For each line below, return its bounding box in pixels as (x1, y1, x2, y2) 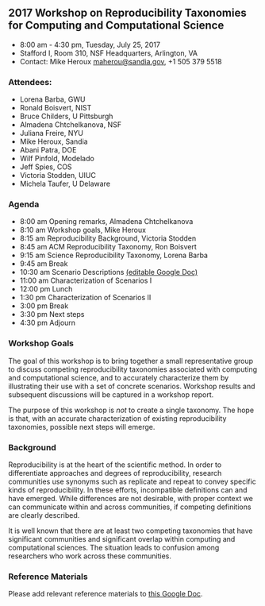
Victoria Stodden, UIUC (19, 171, 97, 180)
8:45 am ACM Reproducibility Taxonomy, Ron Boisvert (19, 242, 197, 252)
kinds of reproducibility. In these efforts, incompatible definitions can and (8, 485, 248, 495)
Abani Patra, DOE (19, 145, 77, 155)
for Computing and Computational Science (8, 19, 225, 33)
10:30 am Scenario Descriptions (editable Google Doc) (19, 268, 198, 277)
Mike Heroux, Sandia (19, 137, 89, 146)
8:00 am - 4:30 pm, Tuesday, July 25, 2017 (19, 40, 161, 49)
